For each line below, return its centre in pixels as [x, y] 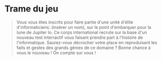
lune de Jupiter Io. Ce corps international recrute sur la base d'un [82, 32]
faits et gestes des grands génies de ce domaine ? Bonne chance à [83, 48]
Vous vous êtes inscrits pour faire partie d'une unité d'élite [75, 22]
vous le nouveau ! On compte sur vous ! [56, 53]
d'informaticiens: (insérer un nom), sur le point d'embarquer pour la [84, 27]
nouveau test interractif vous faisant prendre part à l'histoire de [80, 37]
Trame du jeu [32, 9]
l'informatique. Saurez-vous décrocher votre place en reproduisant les [87, 42]
